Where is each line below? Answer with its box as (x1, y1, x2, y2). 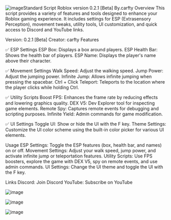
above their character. (5, 58, 52, 64)
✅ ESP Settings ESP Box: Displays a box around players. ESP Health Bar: (5, 47, 158, 52)
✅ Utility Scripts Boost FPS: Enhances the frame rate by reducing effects (5, 94, 158, 100)
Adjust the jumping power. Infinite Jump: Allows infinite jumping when (5, 73, 152, 79)
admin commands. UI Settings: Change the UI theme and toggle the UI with (5, 164, 163, 170)
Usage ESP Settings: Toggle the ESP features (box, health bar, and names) (5, 142, 162, 148)
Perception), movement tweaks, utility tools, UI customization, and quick (5, 21, 157, 27)
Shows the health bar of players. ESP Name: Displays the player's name (5, 52, 156, 58)
